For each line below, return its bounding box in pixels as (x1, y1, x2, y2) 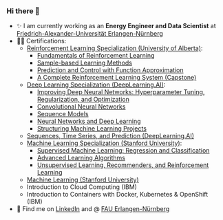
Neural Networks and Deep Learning (36, 117, 142, 126)
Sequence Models (36, 110, 89, 118)
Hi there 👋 (6, 6, 41, 16)
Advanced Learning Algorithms (36, 154, 125, 162)
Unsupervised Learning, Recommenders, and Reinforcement (36, 161, 209, 169)
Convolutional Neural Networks (36, 102, 126, 111)
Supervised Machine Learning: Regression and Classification (36, 146, 210, 155)
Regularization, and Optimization (36, 96, 130, 104)
